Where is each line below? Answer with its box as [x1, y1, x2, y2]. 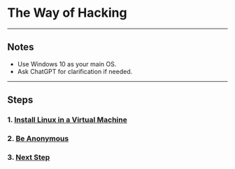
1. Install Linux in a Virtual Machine [7, 115, 127, 125]
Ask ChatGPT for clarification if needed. [17, 67, 133, 75]
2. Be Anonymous [7, 133, 69, 143]
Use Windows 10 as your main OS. [17, 59, 117, 68]
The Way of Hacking [7, 5, 127, 21]
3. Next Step [7, 152, 50, 162]
